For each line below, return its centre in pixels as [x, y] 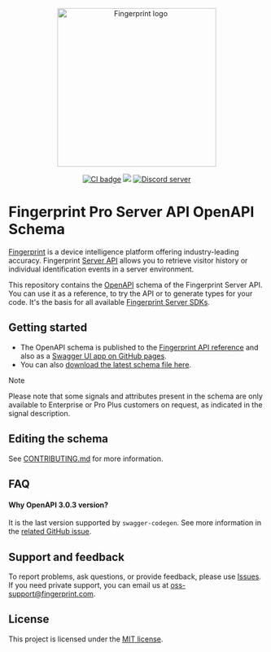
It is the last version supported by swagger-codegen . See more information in [135, 523]
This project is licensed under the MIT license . [86, 639]
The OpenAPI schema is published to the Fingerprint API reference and [139, 347]
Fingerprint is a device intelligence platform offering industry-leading [124, 251]
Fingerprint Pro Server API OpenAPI [131, 212]
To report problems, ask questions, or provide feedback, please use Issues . [135, 576]
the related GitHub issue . [50, 532]
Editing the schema [58, 439]
